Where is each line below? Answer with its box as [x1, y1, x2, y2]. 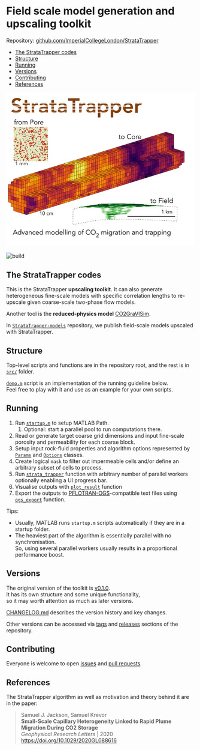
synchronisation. [14, 538, 56, 545]
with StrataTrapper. [6, 328, 54, 336]
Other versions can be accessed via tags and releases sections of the [6, 620, 178, 628]
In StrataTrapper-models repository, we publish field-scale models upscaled [6, 322, 193, 329]
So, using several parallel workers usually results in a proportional [14, 545, 178, 552]
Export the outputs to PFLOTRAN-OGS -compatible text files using [14, 489, 178, 497]
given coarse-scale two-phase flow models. [26, 298, 136, 306]
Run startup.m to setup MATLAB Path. [14, 419, 109, 426]
